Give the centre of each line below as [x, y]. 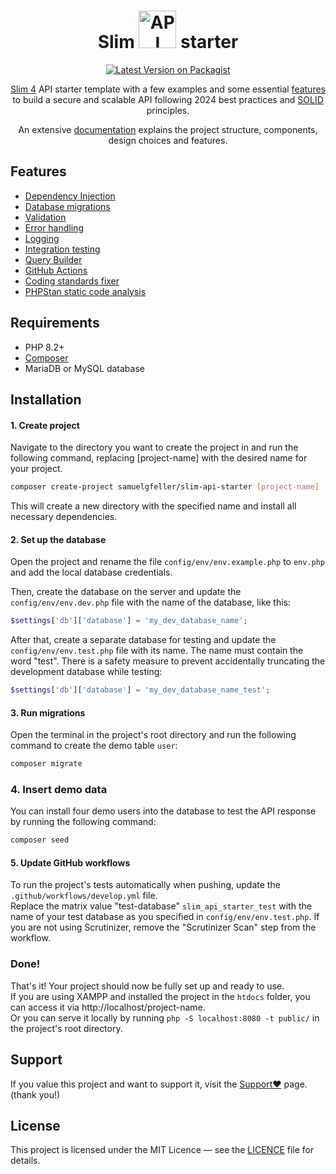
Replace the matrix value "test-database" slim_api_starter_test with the [161, 906]
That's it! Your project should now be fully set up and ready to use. [147, 986]
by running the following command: [83, 822]
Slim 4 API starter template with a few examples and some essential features [168, 89]
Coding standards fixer [72, 281]
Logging [42, 238]
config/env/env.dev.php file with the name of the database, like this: [151, 602]
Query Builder [53, 259]
